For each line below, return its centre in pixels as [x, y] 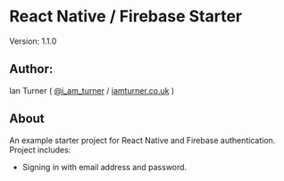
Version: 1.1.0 [33, 41]
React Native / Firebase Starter [126, 16]
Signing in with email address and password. [104, 167]
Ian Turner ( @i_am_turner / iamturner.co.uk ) [92, 90]
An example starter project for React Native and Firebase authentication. [142, 140]
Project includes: [40, 150]
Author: [31, 69]
